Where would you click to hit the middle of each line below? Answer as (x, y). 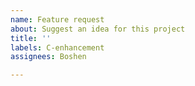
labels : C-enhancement (57, 47)
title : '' (31, 38)
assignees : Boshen (48, 57)
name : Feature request (57, 19)
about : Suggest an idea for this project (98, 29)
